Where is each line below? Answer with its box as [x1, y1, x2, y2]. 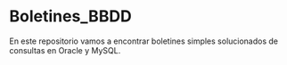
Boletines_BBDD [9, 6, 132, 27]
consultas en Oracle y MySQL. [9, 45, 121, 55]
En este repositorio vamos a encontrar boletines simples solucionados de [9, 36, 279, 46]
